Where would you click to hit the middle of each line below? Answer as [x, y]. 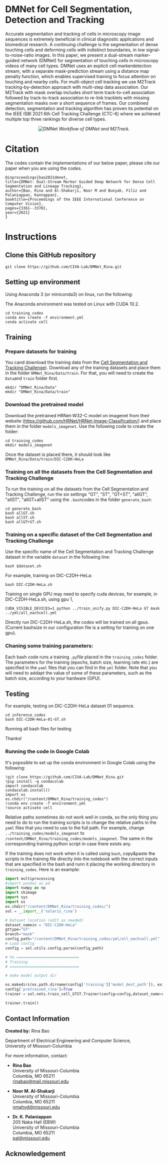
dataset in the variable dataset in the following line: [58, 557]
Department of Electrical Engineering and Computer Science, [68, 1040]
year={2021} [17, 212]
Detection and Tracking [55, 20]
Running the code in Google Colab [47, 752]
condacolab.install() [28, 790]
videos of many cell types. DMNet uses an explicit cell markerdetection [78, 66]
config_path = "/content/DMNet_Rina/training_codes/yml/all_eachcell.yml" [82, 939]
